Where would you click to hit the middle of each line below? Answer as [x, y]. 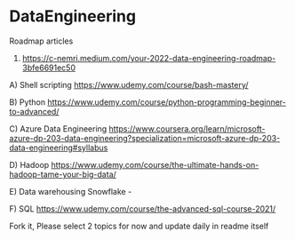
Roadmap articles [41, 41]
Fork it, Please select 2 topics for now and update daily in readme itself [139, 226]
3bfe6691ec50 [48, 68]
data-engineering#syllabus [59, 148]
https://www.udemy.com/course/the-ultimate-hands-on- [155, 164]
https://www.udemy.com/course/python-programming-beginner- [167, 102]
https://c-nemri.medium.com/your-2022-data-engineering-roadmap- [149, 58]
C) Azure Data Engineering [58, 128]
